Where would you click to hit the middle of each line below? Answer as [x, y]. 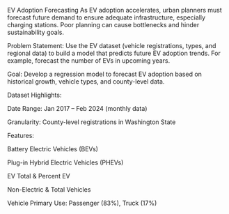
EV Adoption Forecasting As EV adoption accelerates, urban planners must [115, 10]
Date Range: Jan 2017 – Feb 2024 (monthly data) [77, 108]
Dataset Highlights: [34, 95]
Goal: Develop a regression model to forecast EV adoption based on [104, 74]
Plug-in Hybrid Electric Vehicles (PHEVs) [65, 162]
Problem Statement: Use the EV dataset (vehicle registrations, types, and [112, 46]
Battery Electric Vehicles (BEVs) [53, 149]
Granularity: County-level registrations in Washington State [92, 122]
